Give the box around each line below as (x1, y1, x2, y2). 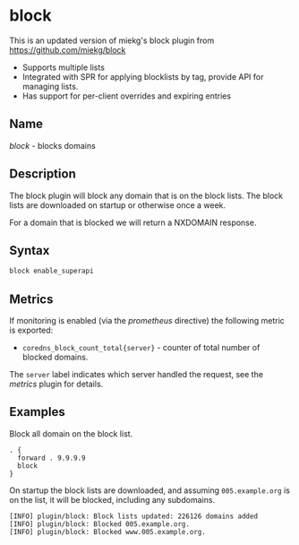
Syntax (9, 243, 50, 258)
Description (9, 167, 76, 182)
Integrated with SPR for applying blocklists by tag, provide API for (21, 71, 264, 82)
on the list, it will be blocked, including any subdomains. (9, 494, 216, 505)
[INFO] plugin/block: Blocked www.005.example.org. (9, 527, 206, 536)
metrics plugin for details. (9, 378, 104, 390)
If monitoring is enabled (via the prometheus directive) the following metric (9, 316, 285, 326)
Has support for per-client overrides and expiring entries (21, 91, 231, 101)
